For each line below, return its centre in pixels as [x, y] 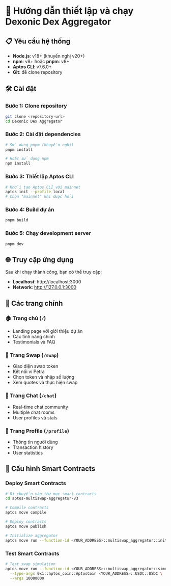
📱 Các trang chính [34, 303]
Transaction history [33, 447]
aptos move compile [26, 513]
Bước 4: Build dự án [30, 210]
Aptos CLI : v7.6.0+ [32, 67]
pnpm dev [15, 244]
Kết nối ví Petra [28, 371]
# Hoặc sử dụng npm [27, 159]
